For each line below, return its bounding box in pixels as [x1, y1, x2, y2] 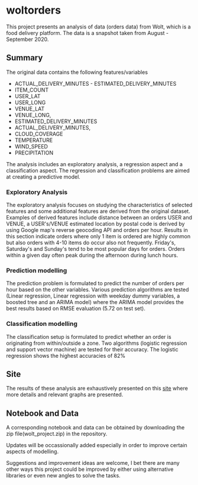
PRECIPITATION [14, 149, 54, 156]
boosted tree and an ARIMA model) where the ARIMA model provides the [6, 299, 184, 306]
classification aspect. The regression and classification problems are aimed [6, 167, 190, 174]
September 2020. [6, 35, 49, 43]
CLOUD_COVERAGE [14, 130, 63, 137]
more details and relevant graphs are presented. [6, 391, 124, 398]
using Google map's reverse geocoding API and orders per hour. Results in [6, 227, 188, 234]
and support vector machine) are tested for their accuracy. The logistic [6, 345, 178, 353]
